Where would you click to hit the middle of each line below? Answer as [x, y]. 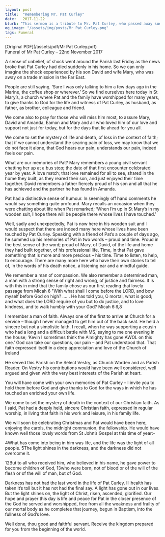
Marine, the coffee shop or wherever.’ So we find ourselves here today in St [82, 92]
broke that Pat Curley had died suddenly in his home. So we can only [75, 67]
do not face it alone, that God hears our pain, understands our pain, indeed [81, 148]
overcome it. [18, 453]
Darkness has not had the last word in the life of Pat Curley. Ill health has [79, 483]
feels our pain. [20, 153]
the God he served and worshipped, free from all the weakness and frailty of [82, 504]
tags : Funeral [20, 33]
